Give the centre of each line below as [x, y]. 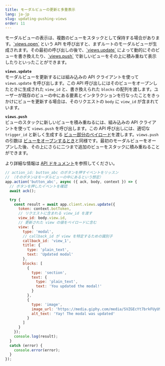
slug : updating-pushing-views [36, 19]
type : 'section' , [49, 272]
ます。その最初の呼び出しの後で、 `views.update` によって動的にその [87, 50]
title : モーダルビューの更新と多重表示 [40, 10]
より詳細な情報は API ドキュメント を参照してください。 [61, 163]
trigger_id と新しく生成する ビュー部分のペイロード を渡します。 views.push [82, 135]
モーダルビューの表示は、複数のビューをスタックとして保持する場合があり [80, 38]
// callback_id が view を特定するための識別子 [68, 236]
